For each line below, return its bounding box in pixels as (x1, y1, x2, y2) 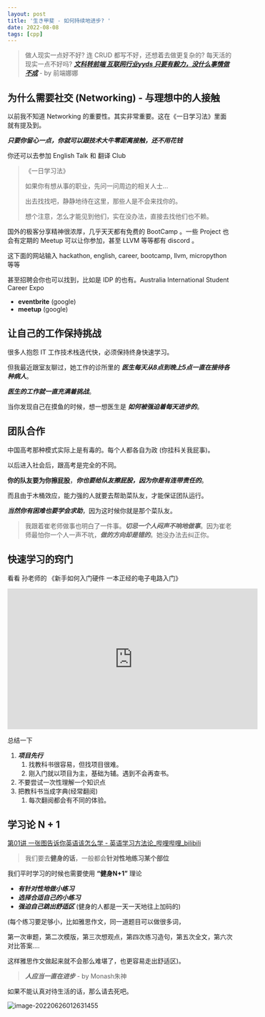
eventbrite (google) (17, 297, 76, 306)
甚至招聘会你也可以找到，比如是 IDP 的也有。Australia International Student (7, 276, 229, 284)
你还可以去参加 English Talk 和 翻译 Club (7, 152, 126, 160)
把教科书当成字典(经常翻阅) (17, 787, 99, 795)
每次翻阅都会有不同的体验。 (28, 795, 111, 804)
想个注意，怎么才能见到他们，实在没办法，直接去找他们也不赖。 (24, 212, 213, 221)
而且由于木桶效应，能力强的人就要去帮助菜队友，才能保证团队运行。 (7, 491, 208, 500)
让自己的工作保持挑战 (7, 327, 101, 339)
